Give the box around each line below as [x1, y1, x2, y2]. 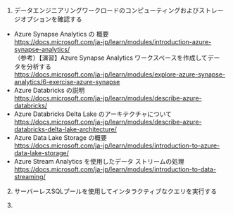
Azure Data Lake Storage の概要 [13, 133, 107, 142]
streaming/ [13, 173, 46, 181]
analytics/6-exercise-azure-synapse [13, 78, 120, 86]
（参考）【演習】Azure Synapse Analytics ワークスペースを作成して [13, 53, 208, 62]
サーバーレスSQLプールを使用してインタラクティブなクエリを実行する [13, 187, 217, 195]
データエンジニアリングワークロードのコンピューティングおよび [13, 6, 199, 14]
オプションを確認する [20, 15, 82, 23]
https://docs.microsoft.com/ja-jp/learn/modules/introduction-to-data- [13, 165, 217, 174]
